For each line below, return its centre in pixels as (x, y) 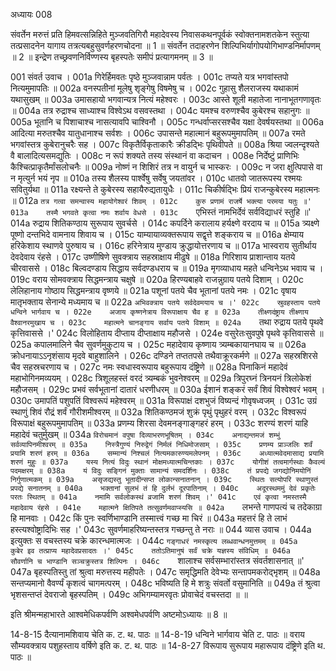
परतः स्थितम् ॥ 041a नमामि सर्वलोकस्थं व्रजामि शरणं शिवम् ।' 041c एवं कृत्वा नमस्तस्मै (158, 497)
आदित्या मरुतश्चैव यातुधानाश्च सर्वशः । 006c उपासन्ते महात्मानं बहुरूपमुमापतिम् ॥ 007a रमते (158, 133)
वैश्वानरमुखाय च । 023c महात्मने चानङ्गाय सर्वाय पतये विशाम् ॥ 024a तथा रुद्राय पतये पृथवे (167, 322)
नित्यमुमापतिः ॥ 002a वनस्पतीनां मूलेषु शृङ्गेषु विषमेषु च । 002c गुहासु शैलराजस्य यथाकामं (154, 88)
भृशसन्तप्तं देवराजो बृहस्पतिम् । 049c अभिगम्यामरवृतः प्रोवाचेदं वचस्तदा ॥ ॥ (129, 594)
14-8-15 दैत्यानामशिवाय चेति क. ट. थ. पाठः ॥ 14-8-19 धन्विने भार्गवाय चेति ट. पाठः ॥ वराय (157, 634)
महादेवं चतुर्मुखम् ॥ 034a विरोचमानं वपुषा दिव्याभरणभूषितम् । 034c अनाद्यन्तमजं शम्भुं (145, 434)
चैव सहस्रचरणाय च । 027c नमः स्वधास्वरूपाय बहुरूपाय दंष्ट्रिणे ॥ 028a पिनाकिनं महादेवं (149, 367)
